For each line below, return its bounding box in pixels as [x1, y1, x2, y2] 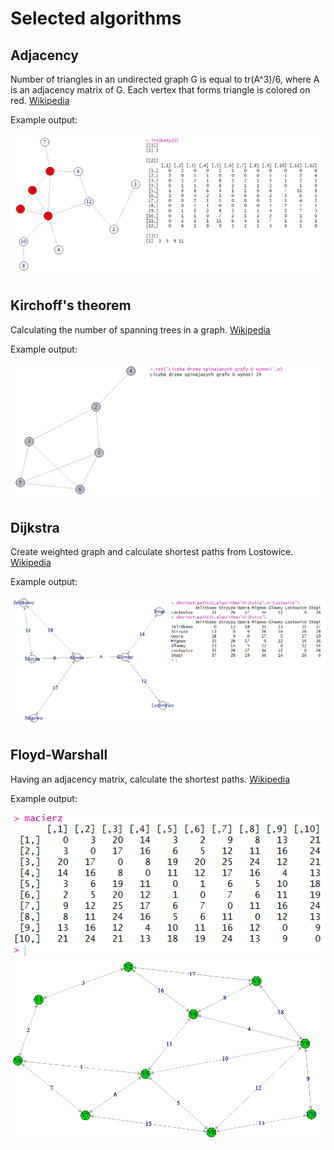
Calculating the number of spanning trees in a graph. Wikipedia [10, 323, 271, 336]
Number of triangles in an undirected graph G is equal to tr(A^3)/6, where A [10, 73, 320, 85]
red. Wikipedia [10, 95, 70, 106]
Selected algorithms [10, 7, 182, 30]
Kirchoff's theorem [10, 297, 132, 314]
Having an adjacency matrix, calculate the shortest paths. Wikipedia [10, 773, 291, 785]
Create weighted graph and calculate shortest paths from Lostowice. [10, 546, 294, 558]
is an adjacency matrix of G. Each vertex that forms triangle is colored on [10, 84, 311, 96]
